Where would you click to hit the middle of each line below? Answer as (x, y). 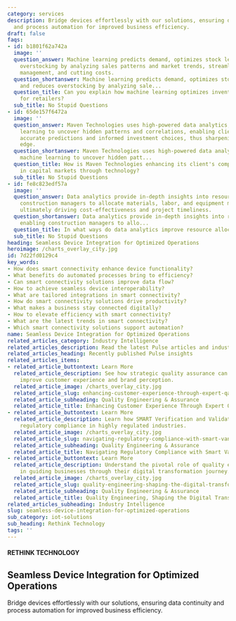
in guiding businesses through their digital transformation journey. (125, 472)
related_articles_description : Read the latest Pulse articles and (108, 347)
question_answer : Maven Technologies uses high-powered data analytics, (122, 125)
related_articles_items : (44, 360)
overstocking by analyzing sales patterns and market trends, (113, 66)
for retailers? (42, 99)
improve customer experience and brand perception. (97, 380)
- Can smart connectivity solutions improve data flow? (91, 282)
